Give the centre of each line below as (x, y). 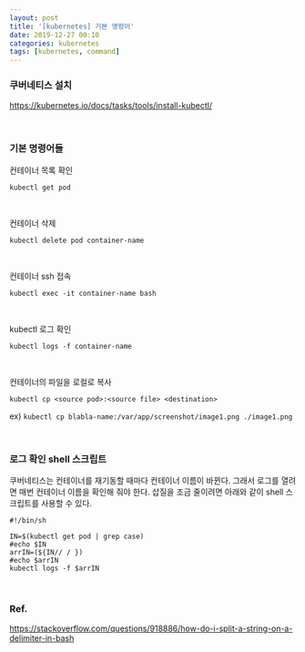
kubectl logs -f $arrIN (55, 569)
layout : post (34, 18)
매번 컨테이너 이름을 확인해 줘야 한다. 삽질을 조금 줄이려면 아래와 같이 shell (151, 492)
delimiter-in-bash (42, 638)
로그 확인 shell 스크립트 (58, 459)
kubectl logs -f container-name (71, 346)
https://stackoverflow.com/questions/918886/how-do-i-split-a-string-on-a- (151, 628)
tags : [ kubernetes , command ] (65, 52)
